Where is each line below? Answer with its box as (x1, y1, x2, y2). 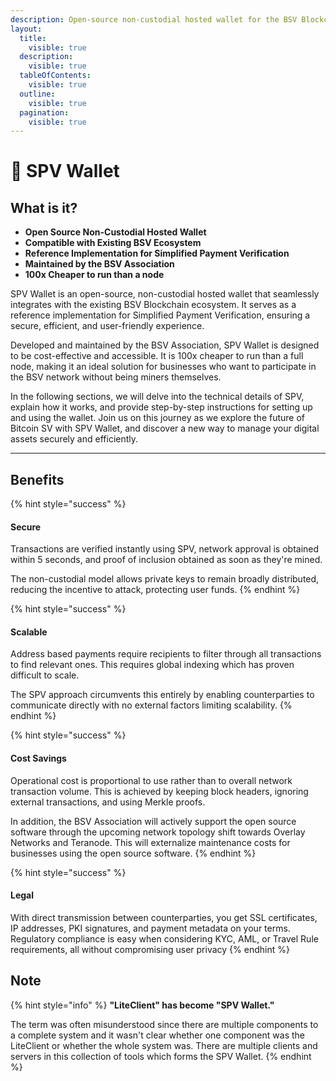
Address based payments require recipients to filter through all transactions (10, 648, 322, 660)
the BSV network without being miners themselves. (10, 371, 222, 383)
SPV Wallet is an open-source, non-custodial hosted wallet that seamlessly (10, 288, 320, 300)
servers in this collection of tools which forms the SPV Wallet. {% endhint (10, 1050, 312, 1062)
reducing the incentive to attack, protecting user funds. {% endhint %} (10, 584, 301, 596)
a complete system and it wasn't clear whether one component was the (10, 1029, 305, 1041)
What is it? (10, 199, 78, 216)
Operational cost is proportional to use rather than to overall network (10, 774, 293, 786)
